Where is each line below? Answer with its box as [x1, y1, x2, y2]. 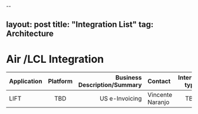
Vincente [147, 91, 173, 99]
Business [115, 73, 142, 82]
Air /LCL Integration [6, 52, 104, 66]
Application [9, 77, 42, 85]
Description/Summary [78, 81, 143, 89]
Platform [48, 77, 73, 85]
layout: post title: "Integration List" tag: [6, 19, 154, 29]
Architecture [6, 29, 54, 39]
